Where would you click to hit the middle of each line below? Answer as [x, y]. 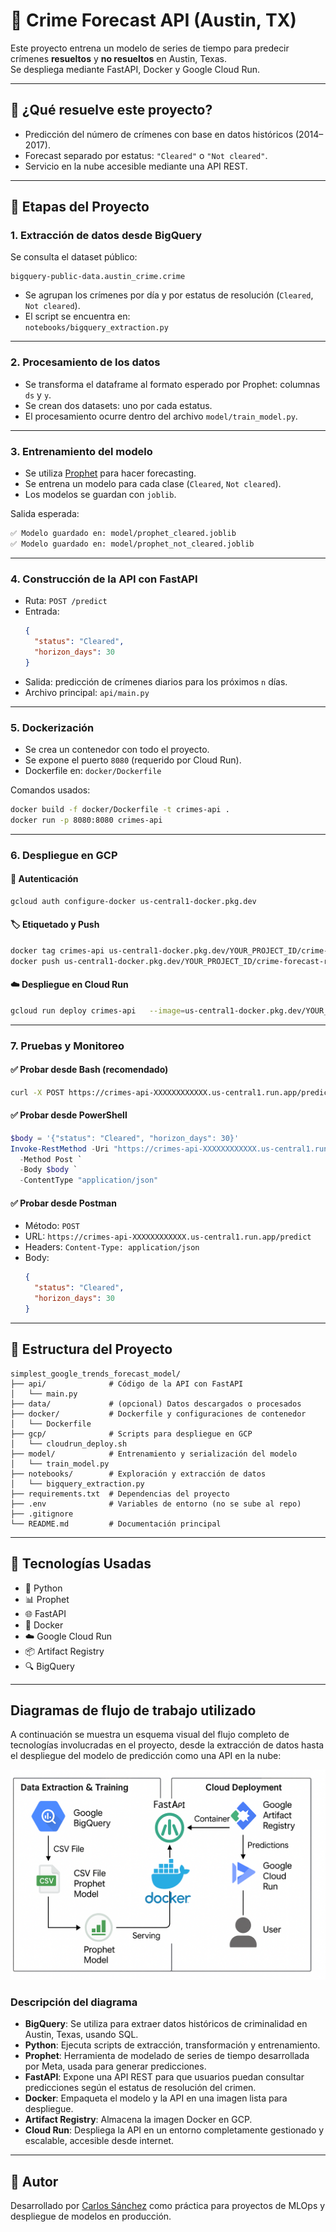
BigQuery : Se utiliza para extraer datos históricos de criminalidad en [166, 2024]
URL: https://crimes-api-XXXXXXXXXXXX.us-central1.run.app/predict [168, 1236]
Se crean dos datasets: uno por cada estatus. [118, 405]
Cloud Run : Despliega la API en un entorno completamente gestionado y [174, 2130]
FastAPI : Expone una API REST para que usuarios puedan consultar [164, 2077]
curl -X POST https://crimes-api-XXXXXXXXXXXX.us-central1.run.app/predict [171, 1092]
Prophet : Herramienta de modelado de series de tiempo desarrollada [167, 2056]
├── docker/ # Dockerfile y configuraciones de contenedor [158, 1414]
